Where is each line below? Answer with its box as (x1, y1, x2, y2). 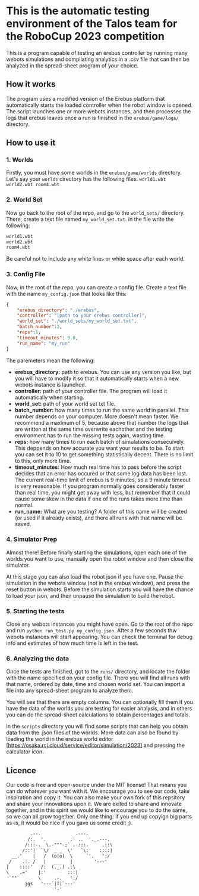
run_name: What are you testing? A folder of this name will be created (14, 508, 187, 515)
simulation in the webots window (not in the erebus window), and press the (6, 579, 190, 586)
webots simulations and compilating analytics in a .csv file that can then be (6, 55, 189, 63)
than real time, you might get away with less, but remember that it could (14, 489, 191, 496)
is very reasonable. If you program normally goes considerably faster (14, 482, 184, 490)
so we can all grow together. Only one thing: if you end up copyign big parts (6, 813, 192, 820)
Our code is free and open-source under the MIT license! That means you (6, 781, 187, 789)
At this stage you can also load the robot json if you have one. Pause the (6, 573, 183, 580)
